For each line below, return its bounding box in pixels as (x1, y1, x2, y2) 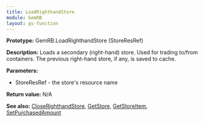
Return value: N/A (6, 91, 52, 98)
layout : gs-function (6, 20, 59, 26)
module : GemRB (6, 15, 43, 21)
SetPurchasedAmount (6, 109, 62, 117)
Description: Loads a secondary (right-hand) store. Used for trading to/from (6, 49, 198, 56)
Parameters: (6, 67, 38, 74)
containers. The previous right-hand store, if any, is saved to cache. (6, 56, 177, 63)
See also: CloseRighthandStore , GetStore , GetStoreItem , (6, 102, 148, 110)
